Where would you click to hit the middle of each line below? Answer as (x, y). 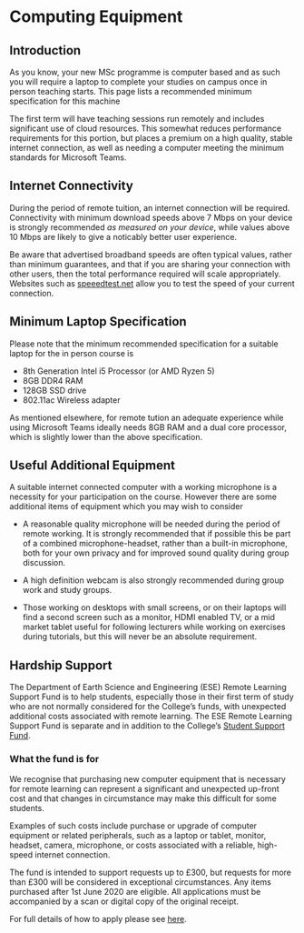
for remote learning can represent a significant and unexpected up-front (144, 788)
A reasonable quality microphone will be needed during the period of (151, 524)
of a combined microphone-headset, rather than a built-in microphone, (155, 544)
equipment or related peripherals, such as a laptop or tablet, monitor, (138, 835)
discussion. (44, 563)
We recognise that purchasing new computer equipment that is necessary (147, 778)
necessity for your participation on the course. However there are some (143, 497)
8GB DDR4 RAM (53, 380)
